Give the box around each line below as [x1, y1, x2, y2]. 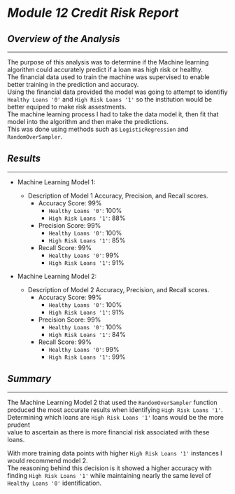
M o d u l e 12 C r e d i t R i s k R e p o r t [7, 5, 179, 21]
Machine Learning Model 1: [17, 177, 96, 186]
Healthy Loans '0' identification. [7, 479, 102, 487]
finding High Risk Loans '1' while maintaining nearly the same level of [7, 471, 212, 479]
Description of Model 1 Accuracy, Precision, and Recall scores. [27, 191, 208, 200]
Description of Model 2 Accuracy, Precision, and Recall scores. [27, 285, 210, 294]
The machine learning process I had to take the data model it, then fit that [7, 110, 219, 118]
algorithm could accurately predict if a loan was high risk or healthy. [7, 65, 203, 74]
